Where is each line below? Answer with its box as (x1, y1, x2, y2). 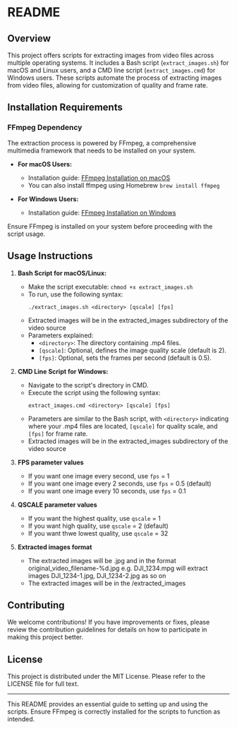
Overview (7, 32, 51, 44)
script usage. (7, 229, 46, 238)
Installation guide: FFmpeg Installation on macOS (28, 174, 171, 182)
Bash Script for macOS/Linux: (17, 269, 107, 277)
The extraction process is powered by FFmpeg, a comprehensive (7, 138, 197, 147)
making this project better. (7, 633, 83, 641)
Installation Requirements (7, 102, 123, 114)
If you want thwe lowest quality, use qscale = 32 (28, 529, 169, 537)
